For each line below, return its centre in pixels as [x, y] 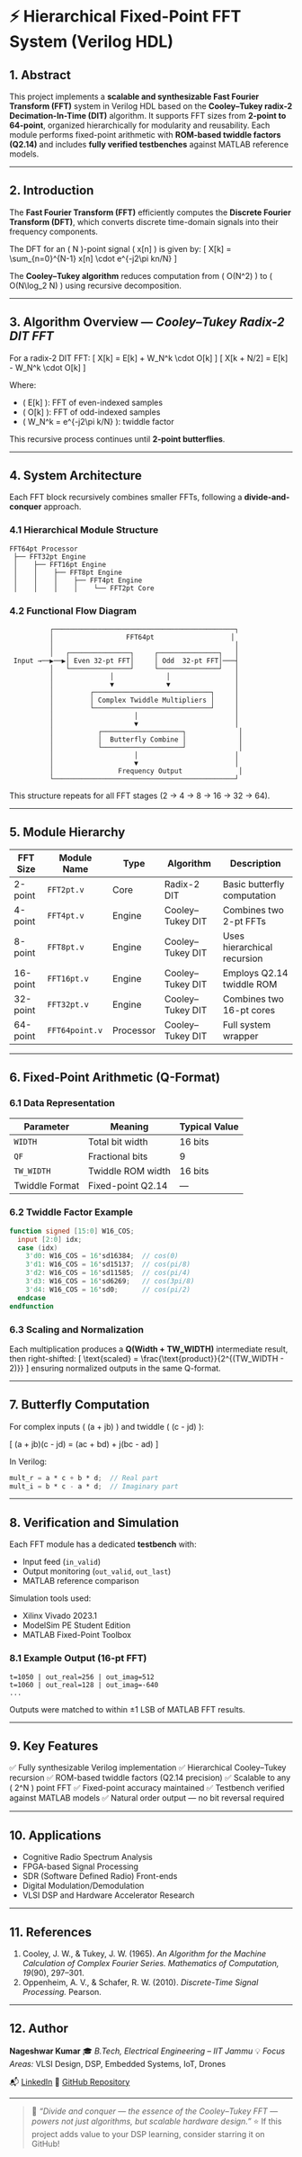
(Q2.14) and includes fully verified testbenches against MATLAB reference [149, 144]
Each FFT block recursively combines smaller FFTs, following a [126, 497]
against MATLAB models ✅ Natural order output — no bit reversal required [147, 1798]
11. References [51, 1932]
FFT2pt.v [66, 890]
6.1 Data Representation [62, 1103]
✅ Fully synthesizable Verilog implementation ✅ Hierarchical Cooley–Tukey [148, 1767]
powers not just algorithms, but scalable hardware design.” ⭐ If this [156, 2121]
